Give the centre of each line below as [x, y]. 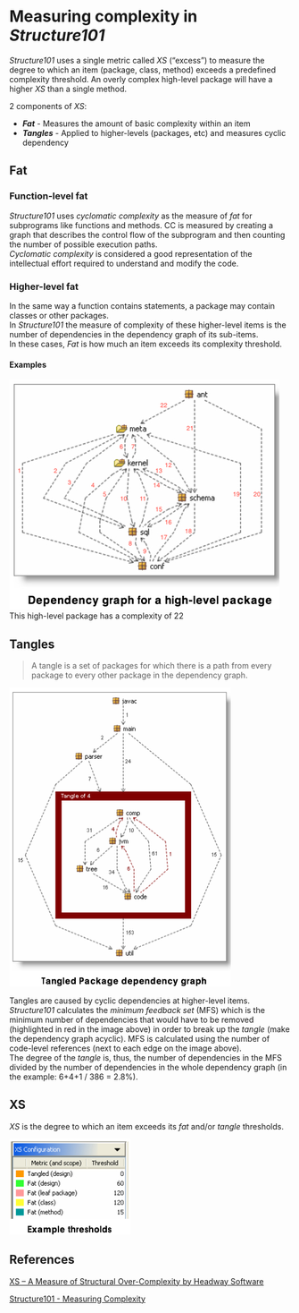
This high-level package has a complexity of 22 [97, 616]
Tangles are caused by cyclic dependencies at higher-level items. [129, 1001]
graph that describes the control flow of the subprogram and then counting [147, 234]
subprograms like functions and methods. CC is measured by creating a [141, 225]
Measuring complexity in [104, 17]
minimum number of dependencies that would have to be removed [132, 1019]
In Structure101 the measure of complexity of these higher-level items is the [148, 325]
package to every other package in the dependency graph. [139, 675]
